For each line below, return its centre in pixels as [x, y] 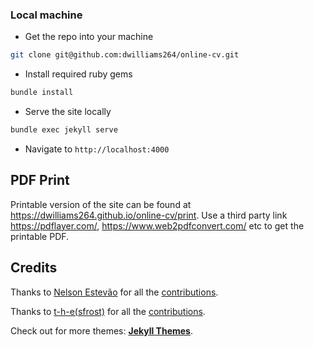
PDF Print [40, 180]
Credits [34, 268]
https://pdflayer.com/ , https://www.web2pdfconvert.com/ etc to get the [157, 225]
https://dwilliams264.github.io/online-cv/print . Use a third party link [149, 215]
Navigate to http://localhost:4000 [97, 149]
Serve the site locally [68, 112]
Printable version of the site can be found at [101, 204]
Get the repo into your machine [89, 37]
